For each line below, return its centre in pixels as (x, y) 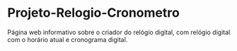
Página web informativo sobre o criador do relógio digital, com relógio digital (119, 32)
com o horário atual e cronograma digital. (68, 39)
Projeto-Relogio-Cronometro (94, 13)
